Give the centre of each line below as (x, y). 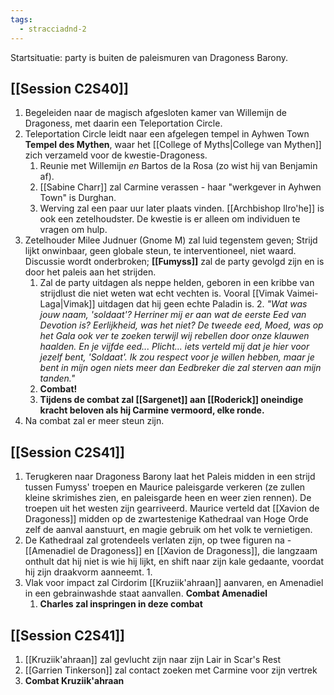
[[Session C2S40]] (69, 88)
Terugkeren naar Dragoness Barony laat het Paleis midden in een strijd (170, 477)
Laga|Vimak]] (67, 304)
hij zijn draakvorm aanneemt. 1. (88, 572)
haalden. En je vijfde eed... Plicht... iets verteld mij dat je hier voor (174, 347)
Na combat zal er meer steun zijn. (94, 421)
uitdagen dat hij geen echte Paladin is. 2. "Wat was (202, 304)
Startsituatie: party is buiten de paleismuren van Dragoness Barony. (149, 57)
